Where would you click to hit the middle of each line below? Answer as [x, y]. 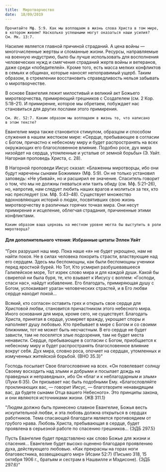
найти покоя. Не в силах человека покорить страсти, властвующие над [82, 256]
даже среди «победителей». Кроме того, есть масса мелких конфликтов [83, 67]
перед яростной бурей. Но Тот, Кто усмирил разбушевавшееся [73, 267]
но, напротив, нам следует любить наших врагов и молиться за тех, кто [82, 189]
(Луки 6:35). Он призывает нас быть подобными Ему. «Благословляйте [81, 382]
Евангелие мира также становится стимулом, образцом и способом [78, 131]
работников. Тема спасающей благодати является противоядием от [78, 418]
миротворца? [17, 229]
